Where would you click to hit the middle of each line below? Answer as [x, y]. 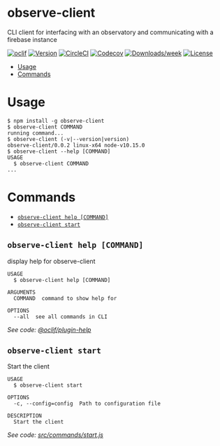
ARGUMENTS [22, 292]
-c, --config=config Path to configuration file [87, 404]
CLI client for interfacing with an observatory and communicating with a [110, 32]
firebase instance [32, 39]
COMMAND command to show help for [65, 298]
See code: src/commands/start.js [55, 435]
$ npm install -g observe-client [56, 121]
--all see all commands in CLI [61, 317]
